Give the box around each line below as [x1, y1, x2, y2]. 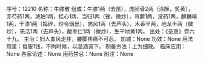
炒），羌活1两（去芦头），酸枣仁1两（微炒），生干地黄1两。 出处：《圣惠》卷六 [6, 28, 195, 35]
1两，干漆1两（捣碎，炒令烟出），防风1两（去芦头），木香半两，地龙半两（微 [6, 20, 194, 27]
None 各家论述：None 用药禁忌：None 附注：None [6, 50, 134, 57]
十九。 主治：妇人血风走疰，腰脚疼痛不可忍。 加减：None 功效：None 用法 [6, 35, 193, 42]
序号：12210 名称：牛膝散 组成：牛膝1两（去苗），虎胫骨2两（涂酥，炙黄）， [6, 5, 194, 12]
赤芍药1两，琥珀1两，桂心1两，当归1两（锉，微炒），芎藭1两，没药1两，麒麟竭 [6, 13, 198, 20]
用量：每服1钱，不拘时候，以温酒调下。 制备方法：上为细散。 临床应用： [6, 43, 187, 50]
